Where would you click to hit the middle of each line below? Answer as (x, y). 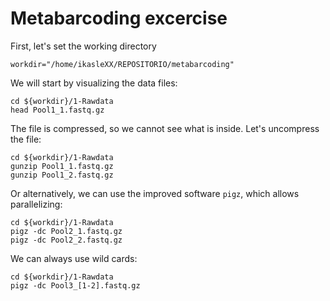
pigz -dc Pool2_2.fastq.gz (66, 240)
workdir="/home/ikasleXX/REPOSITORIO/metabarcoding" (122, 64)
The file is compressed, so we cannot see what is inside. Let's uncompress (165, 128)
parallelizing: (36, 204)
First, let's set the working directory (83, 46)
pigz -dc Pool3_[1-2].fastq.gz (75, 285)
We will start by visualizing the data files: (94, 83)
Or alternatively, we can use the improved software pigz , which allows (155, 193)
